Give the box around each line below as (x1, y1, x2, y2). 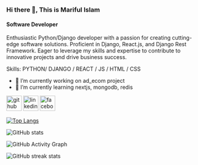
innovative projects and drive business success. (6, 54, 127, 61)
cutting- (171, 34, 193, 41)
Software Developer (6, 21, 58, 28)
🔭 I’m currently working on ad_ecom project (15, 77, 125, 85)
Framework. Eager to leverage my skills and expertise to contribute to (6, 47, 181, 54)
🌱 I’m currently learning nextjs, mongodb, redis (15, 83, 133, 91)
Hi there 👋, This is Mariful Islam (6, 5, 101, 14)
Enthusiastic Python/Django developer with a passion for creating (6, 34, 171, 41)
